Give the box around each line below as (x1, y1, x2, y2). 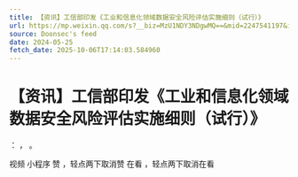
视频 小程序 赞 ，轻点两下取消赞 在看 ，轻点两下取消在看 (9, 158, 215, 169)
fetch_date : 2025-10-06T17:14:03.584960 (9, 46, 161, 55)
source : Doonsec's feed (9, 29, 98, 38)
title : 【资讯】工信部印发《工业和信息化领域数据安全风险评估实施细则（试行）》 (9, 12, 265, 22)
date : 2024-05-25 (9, 37, 74, 47)
